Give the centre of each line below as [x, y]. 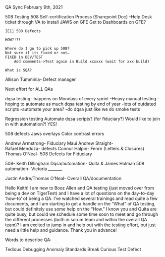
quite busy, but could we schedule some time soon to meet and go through [82, 214]
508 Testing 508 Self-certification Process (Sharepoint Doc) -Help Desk [79, 17]
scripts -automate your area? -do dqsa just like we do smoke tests [73, 109]
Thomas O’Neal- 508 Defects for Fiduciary [49, 154]
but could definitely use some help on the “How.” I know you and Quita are [81, 209]
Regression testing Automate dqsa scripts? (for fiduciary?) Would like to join [82, 119]
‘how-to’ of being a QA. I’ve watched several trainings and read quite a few [81, 198]
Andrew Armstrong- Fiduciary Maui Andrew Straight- [59, 143]
